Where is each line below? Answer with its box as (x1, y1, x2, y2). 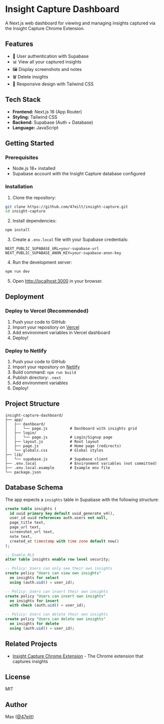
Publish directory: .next (12, 375, 61, 381)
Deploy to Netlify (5, 347, 47, 354)
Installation (5, 183, 33, 190)
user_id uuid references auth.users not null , (9, 516, 108, 521)
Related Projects (5, 640, 57, 648)
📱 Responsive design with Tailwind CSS (12, 81, 94, 87)
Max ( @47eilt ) (5, 714, 34, 720)
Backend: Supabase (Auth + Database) (12, 119, 94, 125)
